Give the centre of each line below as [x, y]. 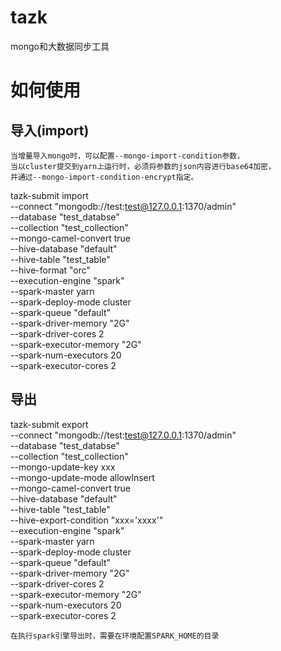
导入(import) [50, 130]
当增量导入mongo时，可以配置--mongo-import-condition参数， [127, 156]
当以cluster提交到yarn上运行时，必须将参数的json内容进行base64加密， [143, 166]
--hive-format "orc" [51, 270]
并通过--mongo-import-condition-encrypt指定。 [104, 177]
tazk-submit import [49, 195]
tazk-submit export [49, 424]
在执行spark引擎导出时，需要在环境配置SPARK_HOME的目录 [115, 636]
